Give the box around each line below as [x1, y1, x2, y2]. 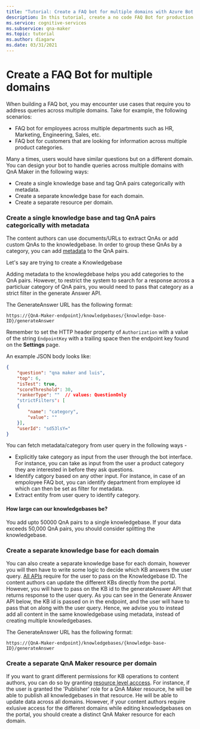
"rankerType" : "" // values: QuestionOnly [17, 392, 127, 398]
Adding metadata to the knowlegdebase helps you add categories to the [6, 270, 184, 278]
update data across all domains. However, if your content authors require [6, 698, 186, 706]
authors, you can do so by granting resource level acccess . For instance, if [6, 679, 190, 687]
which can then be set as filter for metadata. [14, 485, 124, 492]
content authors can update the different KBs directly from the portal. [6, 578, 177, 586]
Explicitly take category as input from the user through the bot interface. [14, 453, 193, 460]
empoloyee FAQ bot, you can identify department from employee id [14, 479, 181, 486]
